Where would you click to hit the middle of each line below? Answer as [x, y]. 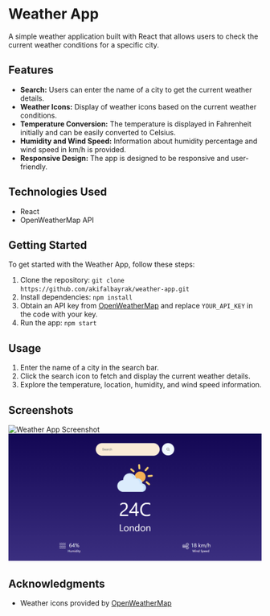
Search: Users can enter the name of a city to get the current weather [136, 89]
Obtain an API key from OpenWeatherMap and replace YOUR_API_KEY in [136, 306]
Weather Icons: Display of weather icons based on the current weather [138, 106]
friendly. [34, 167]
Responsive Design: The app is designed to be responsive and [125, 158]
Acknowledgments [57, 583]
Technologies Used [57, 192]
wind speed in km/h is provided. [73, 149]
